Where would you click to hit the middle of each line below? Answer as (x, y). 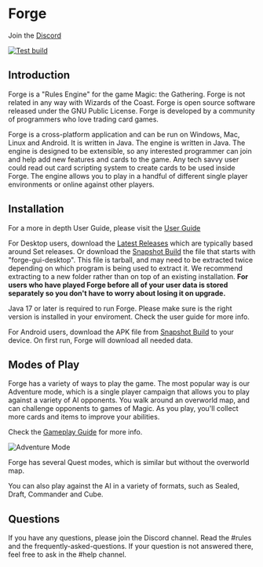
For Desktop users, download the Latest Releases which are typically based (131, 243)
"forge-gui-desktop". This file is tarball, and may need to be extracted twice (131, 260)
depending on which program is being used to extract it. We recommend (126, 268)
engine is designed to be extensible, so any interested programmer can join (130, 151)
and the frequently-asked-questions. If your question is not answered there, (131, 547)
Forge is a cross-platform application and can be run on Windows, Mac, (124, 134)
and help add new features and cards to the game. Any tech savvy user (124, 159)
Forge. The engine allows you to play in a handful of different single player (128, 176)
